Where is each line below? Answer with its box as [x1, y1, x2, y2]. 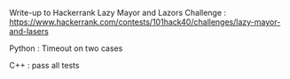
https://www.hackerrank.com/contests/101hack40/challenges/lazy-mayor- [9, 17, 281, 27]
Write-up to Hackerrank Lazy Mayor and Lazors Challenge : [9, 8, 227, 18]
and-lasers [9, 26, 49, 36]
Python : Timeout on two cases [9, 43, 123, 54]
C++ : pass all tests [9, 61, 80, 70]
